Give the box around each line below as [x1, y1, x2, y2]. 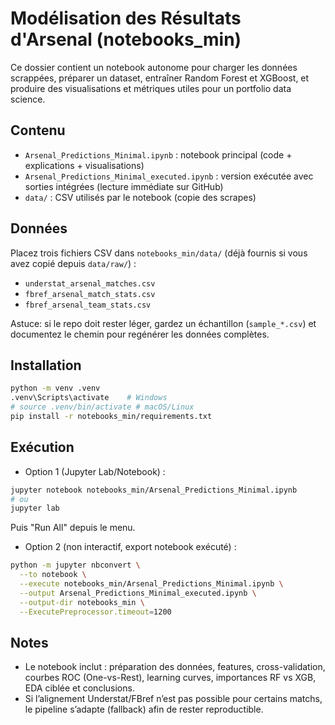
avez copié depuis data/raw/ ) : [10, 257, 137, 269]
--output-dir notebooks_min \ [19, 597, 145, 607]
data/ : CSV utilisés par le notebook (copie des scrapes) [24, 191, 257, 203]
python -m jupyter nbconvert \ [10, 560, 141, 571]
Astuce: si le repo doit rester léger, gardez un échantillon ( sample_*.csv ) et [10, 317, 317, 329]
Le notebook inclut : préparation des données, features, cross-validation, [24, 661, 326, 673]
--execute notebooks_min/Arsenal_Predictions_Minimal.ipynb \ [19, 579, 284, 589]
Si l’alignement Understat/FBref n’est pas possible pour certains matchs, [24, 693, 323, 705]
